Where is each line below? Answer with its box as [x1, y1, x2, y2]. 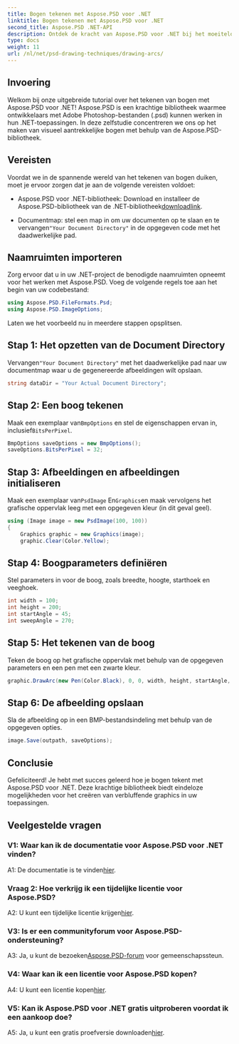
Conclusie [7, 757, 53, 769]
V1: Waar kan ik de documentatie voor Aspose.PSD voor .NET [7, 840, 224, 850]
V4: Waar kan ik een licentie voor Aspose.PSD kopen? [7, 969, 198, 979]
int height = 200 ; [7, 604, 62, 611]
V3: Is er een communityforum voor [7, 926, 134, 936]
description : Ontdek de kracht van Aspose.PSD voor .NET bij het [7, 30, 205, 38]
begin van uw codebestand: [7, 286, 90, 294]
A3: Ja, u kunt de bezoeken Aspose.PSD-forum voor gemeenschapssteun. [7, 951, 224, 960]
